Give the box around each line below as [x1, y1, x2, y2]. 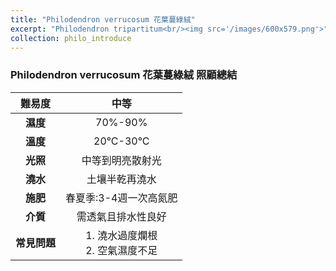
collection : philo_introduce [10, 33, 132, 43]
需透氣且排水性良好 [76, 209, 167, 223]
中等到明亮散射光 [81, 153, 162, 167]
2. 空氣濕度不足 [85, 243, 158, 257]
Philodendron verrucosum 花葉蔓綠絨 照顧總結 [10, 68, 238, 82]
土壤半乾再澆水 [86, 172, 157, 186]
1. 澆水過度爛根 [85, 228, 158, 242]
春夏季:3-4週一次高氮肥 [65, 191, 178, 205]
